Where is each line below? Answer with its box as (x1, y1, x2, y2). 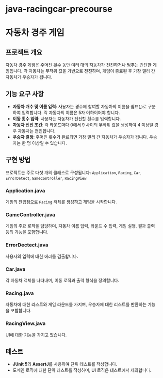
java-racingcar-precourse (5, 3, 113, 15)
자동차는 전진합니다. (17, 128, 56, 133)
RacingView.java (5, 320, 46, 327)
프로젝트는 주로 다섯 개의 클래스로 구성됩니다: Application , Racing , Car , (5, 170, 142, 175)
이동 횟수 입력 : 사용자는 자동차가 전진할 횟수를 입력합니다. (12, 116, 121, 121)
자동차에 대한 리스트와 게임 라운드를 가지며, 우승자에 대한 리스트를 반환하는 (5, 302, 147, 307)
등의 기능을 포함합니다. (5, 229, 49, 235)
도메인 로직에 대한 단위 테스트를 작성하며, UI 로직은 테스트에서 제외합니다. (12, 367, 152, 373)
